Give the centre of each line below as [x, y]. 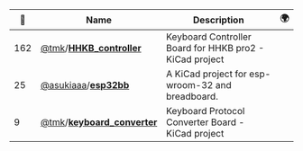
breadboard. [193, 96]
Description [219, 20]
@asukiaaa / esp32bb [85, 85]
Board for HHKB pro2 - [215, 48]
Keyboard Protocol [206, 111]
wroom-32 [190, 85]
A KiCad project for [207, 74]
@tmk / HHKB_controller [91, 48]
